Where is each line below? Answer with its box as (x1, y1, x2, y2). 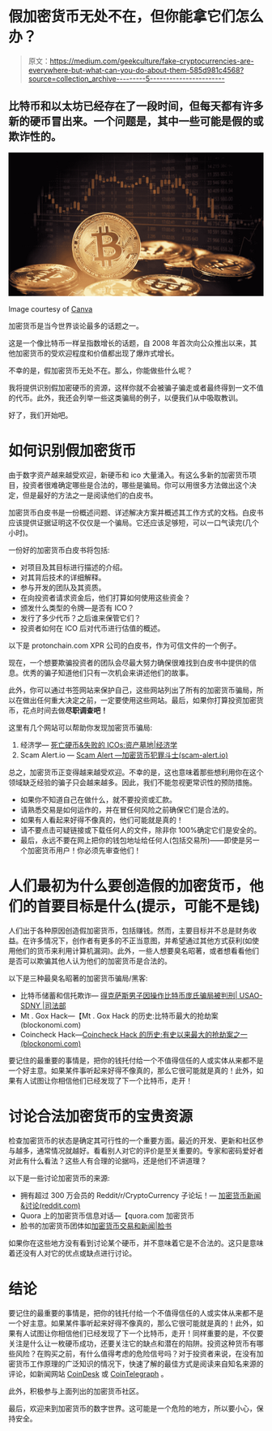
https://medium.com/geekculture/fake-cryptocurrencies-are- (49, 56, 254, 66)
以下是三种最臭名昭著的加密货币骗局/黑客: (8, 973, 148, 983)
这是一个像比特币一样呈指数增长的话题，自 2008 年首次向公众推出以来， (8, 338, 250, 348)
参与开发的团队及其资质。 (19, 583, 106, 593)
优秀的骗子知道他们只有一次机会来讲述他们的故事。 (22, 668, 193, 678)
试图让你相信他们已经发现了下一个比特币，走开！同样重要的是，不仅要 (29, 1329, 264, 1338)
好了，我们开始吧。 (8, 411, 73, 420)
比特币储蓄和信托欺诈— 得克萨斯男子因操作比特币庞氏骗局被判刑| (19, 991, 238, 1001)
